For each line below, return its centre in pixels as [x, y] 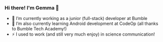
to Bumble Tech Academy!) [39, 29]
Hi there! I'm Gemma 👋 [32, 8]
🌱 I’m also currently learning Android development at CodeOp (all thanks [85, 23]
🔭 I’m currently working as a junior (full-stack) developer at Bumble [80, 19]
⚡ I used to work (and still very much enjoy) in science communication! [83, 34]
